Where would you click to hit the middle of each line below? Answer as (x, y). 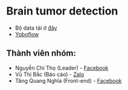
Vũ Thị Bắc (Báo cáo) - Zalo (50, 74)
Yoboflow (27, 34)
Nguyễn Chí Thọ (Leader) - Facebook (62, 68)
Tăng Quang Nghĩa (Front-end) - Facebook (68, 80)
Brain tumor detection (62, 11)
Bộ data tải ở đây (36, 28)
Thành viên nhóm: (41, 53)
